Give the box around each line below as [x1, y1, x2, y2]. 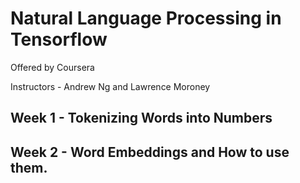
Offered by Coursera [10, 61, 95, 73]
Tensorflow [10, 28, 108, 51]
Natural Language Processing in [10, 7, 282, 30]
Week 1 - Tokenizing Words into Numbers [10, 110, 273, 127]
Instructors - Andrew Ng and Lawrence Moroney [10, 80, 211, 92]
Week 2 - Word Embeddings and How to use [10, 143, 290, 161]
